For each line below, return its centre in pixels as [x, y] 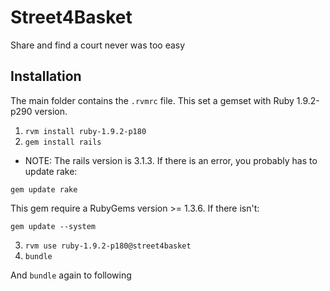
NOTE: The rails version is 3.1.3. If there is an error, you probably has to [171, 160]
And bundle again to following [71, 275]
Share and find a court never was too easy [98, 45]
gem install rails [63, 142]
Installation [46, 76]
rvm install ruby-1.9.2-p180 [85, 131]
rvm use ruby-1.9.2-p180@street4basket [108, 246]
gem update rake [44, 189]
